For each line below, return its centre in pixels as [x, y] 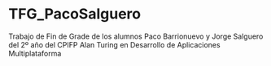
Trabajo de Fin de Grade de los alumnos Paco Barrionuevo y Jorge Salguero [136, 36]
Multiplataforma [35, 53]
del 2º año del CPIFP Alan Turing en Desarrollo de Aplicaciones [115, 44]
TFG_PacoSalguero [74, 14]
